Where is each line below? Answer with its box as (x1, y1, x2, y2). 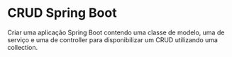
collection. (7, 43, 38, 51)
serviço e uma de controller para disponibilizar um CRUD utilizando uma (7, 35, 219, 44)
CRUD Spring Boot (7, 5, 117, 21)
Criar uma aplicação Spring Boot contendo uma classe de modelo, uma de (7, 28, 225, 37)
